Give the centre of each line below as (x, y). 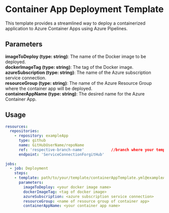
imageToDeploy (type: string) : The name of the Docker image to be (76, 56)
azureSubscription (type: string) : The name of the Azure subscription (78, 72)
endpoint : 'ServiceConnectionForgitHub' (61, 154)
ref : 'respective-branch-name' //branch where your (86, 150)
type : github (32, 141)
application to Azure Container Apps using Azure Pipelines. (66, 28)
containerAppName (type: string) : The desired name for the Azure (75, 93)
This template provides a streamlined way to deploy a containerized (75, 23)
